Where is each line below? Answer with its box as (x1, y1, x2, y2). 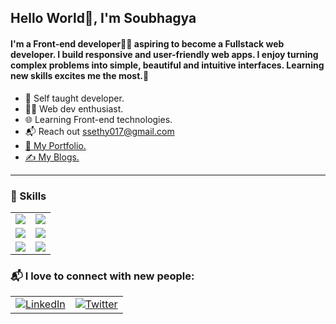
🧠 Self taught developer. (24, 92, 125, 104)
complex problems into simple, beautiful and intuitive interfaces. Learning (10, 59, 325, 71)
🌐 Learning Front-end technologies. (24, 113, 173, 125)
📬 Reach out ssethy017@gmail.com (24, 125, 175, 137)
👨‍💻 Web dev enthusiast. (24, 102, 124, 115)
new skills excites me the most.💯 (10, 69, 150, 81)
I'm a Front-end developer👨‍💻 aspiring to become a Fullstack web (10, 37, 285, 50)
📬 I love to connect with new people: (10, 269, 195, 283)
